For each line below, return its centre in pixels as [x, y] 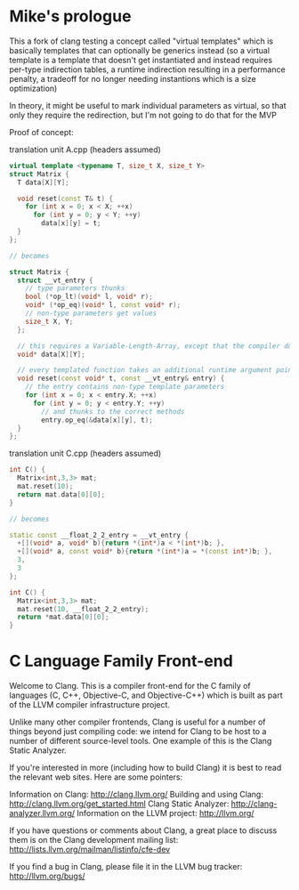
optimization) [33, 88]
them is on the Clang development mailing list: [94, 840]
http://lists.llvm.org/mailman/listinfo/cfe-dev [90, 850]
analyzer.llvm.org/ [42, 813]
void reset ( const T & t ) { [65, 198]
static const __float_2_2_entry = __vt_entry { [99, 535]
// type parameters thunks [75, 288]
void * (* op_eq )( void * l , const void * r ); [103, 305]
